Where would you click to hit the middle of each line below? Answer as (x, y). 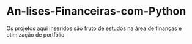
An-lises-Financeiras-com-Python (96, 11)
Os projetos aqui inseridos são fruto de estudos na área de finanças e (94, 28)
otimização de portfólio (35, 34)
